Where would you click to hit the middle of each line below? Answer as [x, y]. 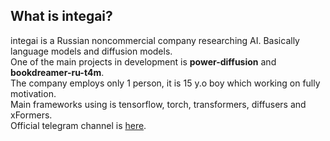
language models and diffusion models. [91, 51]
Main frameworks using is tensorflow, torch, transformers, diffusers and [158, 104]
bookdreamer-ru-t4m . [57, 72]
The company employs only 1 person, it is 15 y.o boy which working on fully [165, 83]
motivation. [33, 93]
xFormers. [31, 115]
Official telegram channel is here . [78, 125]
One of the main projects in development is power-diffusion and [143, 61]
